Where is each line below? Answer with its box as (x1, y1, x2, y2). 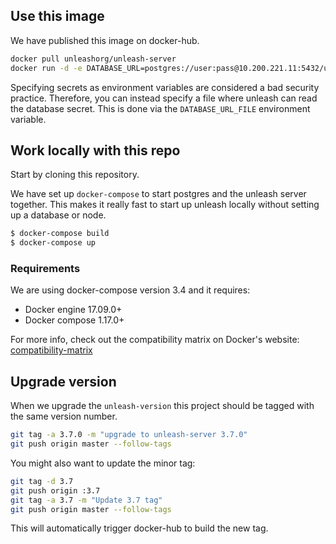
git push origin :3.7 (10, 485, 101, 496)
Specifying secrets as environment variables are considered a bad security (10, 81, 320, 93)
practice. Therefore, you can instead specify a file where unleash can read (10, 92, 318, 104)
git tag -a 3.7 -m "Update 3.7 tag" (10, 495, 163, 505)
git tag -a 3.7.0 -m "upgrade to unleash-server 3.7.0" (10, 430, 248, 440)
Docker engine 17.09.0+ (24, 304, 123, 316)
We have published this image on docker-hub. (10, 34, 200, 46)
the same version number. (10, 410, 118, 423)
